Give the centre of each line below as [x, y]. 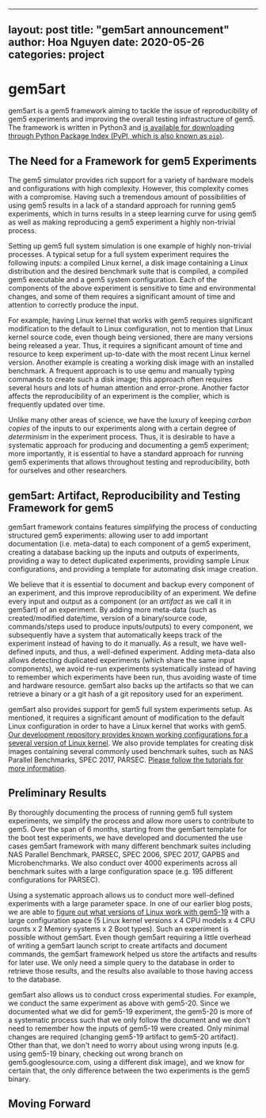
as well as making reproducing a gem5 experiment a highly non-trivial [122, 222]
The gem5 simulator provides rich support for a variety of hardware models [131, 180]
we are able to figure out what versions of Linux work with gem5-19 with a [129, 912]
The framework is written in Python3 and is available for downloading [122, 128]
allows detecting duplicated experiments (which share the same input [122, 660]
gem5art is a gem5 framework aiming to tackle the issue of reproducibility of [133, 111]
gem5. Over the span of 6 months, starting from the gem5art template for [127, 829]
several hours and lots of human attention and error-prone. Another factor [129, 388]
